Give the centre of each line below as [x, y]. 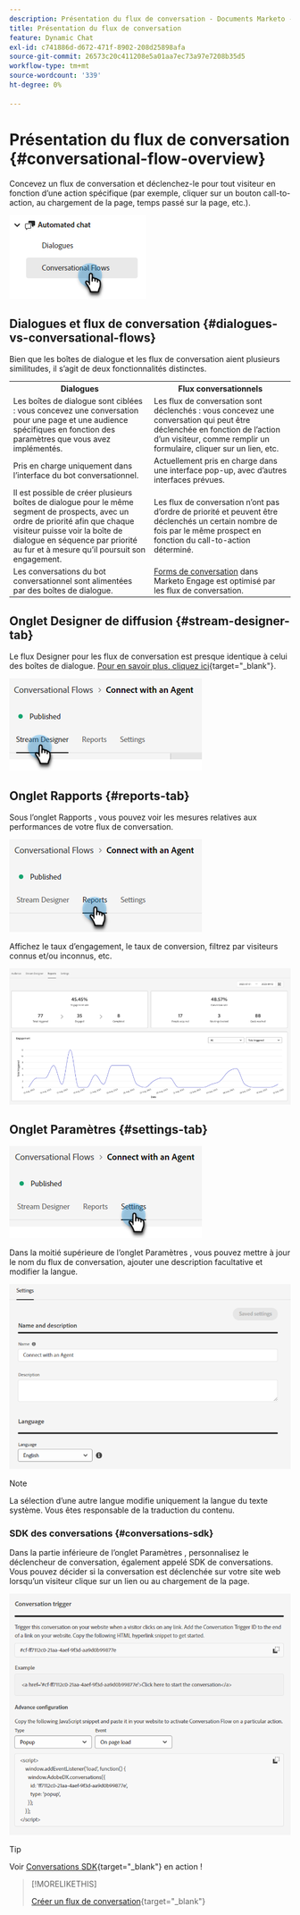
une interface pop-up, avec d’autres [221, 470]
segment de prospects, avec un [71, 511]
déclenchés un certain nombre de [216, 521]
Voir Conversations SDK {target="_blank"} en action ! [106, 1866]
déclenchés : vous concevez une [214, 410]
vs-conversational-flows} [83, 337]
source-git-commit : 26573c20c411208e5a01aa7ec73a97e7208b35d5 [127, 57]
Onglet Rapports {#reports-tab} [100, 796]
